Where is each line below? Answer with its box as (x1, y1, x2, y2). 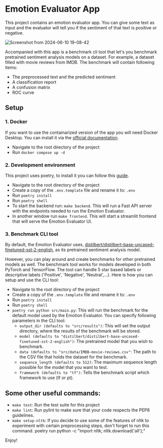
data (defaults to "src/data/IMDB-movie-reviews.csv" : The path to (19, 349, 157, 355)
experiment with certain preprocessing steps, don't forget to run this (12, 423, 149, 428)
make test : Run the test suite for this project (12, 402, 100, 408)
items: (5, 64, 18, 70)
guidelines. (12, 412, 35, 418)
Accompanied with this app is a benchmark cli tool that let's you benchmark (5, 49, 157, 55)
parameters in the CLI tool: (12, 318, 66, 323)
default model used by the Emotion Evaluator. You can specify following (12, 313, 156, 319)
